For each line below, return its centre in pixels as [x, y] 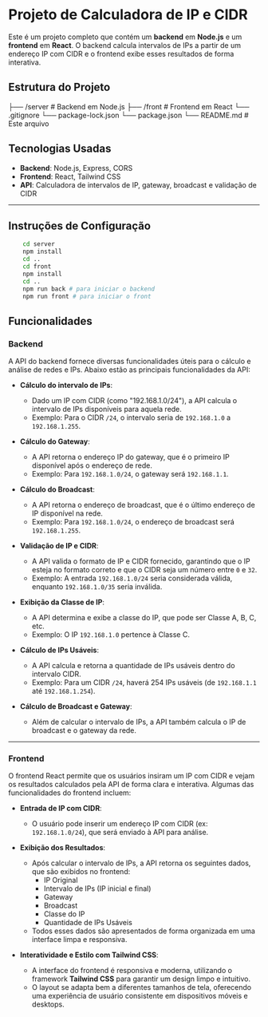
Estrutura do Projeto [59, 87]
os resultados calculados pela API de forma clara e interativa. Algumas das [131, 785]
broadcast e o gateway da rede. [84, 730]
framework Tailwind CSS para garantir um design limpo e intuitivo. [141, 979]
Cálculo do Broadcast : [57, 489]
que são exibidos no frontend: [81, 872]
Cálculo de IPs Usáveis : [59, 650]
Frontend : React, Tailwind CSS [70, 176]
